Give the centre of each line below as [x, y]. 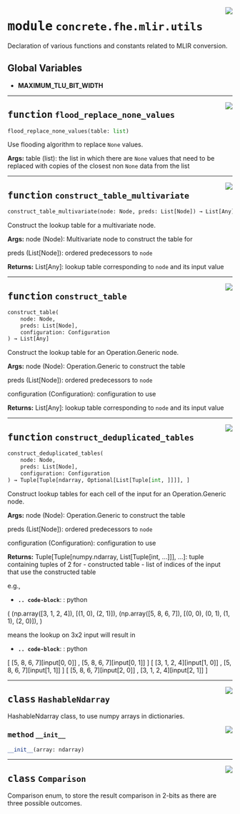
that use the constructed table [52, 572]
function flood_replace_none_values [91, 115]
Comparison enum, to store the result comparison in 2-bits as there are [112, 795]
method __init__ [36, 735]
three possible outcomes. [45, 803]
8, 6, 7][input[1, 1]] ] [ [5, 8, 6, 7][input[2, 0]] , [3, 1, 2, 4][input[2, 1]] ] [108, 670]
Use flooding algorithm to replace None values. [75, 145]
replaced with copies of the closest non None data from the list [99, 166]
